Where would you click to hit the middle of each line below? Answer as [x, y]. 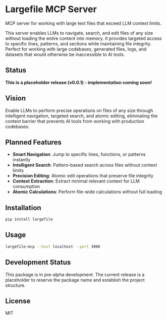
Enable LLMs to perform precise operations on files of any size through [79, 110]
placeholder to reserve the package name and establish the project [75, 280]
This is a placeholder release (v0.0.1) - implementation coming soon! [79, 82]
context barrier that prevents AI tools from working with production [75, 121]
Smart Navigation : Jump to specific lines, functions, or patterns [79, 154]
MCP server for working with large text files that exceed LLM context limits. [83, 23]
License [18, 301]
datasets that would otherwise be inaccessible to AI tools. [65, 54]
